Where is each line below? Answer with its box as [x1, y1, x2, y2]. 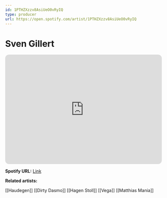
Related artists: [5, 178, 38, 184]
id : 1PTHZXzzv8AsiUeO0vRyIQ [5, 7, 64, 12]
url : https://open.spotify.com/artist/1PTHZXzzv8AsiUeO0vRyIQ [5, 16, 137, 21]
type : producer [5, 12, 37, 17]
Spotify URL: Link [5, 168, 42, 174]
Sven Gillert [5, 38, 55, 49]
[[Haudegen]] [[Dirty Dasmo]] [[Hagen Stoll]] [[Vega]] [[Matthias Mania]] [5, 188, 154, 194]
